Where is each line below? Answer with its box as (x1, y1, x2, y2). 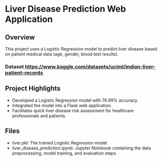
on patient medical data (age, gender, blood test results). (5, 51, 119, 57)
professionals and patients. (12, 113, 66, 119)
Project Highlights (5, 84, 61, 93)
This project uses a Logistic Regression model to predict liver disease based (5, 46, 158, 52)
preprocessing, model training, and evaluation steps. (12, 150, 117, 156)
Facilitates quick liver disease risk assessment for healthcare (12, 107, 134, 113)
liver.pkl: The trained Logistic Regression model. (12, 140, 108, 145)
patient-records (5, 69, 44, 76)
